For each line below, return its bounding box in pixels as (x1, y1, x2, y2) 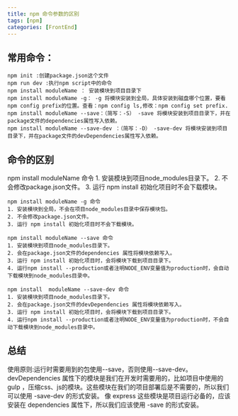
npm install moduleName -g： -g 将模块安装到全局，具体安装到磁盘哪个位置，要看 (7, 95, 226, 102)
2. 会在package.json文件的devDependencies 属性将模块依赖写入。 (7, 301, 186, 308)
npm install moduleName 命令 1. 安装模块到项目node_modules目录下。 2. (7, 174, 220, 182)
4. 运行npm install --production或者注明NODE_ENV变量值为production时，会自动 (7, 265, 229, 272)
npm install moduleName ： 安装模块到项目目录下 (7, 87, 142, 94)
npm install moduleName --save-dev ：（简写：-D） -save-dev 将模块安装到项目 (7, 125, 228, 132)
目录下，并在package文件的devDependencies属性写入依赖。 (7, 133, 161, 140)
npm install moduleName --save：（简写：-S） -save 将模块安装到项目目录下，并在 (7, 110, 231, 117)
